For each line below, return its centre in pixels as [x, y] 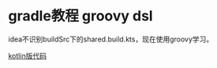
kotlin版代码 [28, 55]
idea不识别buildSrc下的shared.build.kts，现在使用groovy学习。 [111, 39]
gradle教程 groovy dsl [80, 16]
